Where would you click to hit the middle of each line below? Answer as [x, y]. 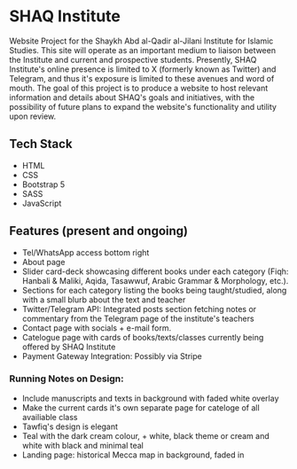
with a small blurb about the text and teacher [104, 300]
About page [43, 262]
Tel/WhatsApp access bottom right [86, 252]
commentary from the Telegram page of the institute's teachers [138, 318]
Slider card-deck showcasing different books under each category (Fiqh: [155, 271]
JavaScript [42, 203]
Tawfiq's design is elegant [70, 426]
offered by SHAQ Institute [69, 347]
